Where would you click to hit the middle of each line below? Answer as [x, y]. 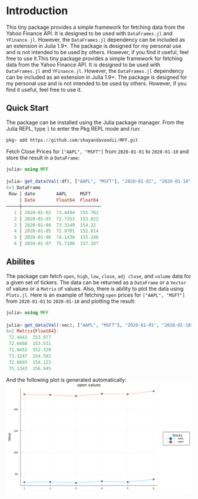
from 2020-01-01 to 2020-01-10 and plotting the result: [71, 301]
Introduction [37, 11]
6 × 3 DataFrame [24, 188]
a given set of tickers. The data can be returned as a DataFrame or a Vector [96, 282]
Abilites [21, 262]
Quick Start [27, 108]
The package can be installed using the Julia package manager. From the [95, 122]
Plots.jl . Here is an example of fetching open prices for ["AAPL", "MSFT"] [96, 295]
